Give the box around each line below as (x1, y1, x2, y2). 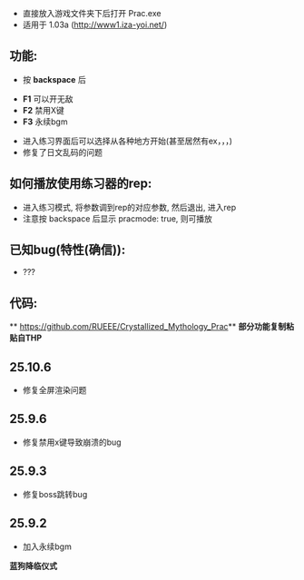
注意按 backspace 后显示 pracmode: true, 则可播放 (22, 212, 213, 224)
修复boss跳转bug (22, 488, 88, 499)
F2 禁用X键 (22, 104, 65, 115)
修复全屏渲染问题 (22, 385, 87, 396)
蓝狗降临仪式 (9, 560, 57, 571)
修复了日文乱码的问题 (22, 146, 103, 157)
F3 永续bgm (22, 116, 68, 127)
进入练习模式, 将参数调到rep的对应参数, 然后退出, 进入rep (22, 202, 237, 212)
